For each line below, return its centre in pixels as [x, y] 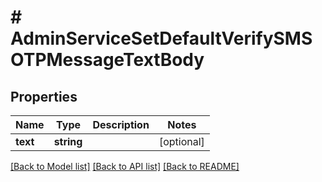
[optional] [181, 141]
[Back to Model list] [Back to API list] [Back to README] [125, 166]
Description [121, 124]
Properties [44, 96]
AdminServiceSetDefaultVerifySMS [161, 38]
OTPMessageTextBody [107, 60]
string [68, 141]
